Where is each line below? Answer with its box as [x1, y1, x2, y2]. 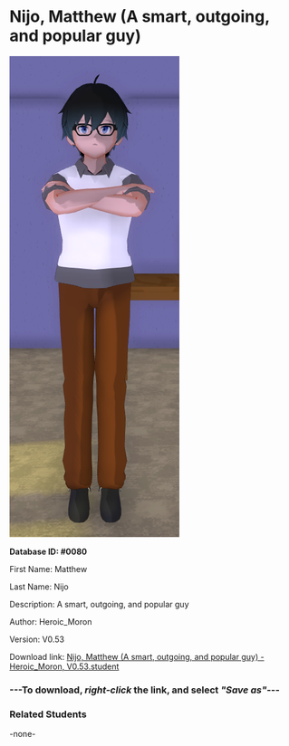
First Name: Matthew [9, 563, 88, 574]
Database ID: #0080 [9, 546, 88, 557]
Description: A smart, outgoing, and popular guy [9, 598, 189, 609]
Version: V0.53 [9, 634, 65, 645]
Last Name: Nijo [9, 581, 70, 592]
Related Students [9, 708, 88, 721]
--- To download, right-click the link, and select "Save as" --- [9, 684, 281, 696]
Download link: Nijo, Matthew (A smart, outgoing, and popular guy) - [9, 651, 265, 662]
